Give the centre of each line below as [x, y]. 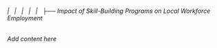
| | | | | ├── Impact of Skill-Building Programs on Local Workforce [109, 11]
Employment [25, 18]
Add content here [32, 39]
